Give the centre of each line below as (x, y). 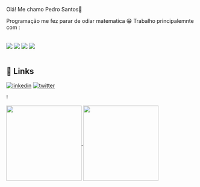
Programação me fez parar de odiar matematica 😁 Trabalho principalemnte (100, 21)
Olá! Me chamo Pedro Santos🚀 (44, 9)
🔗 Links (20, 71)
